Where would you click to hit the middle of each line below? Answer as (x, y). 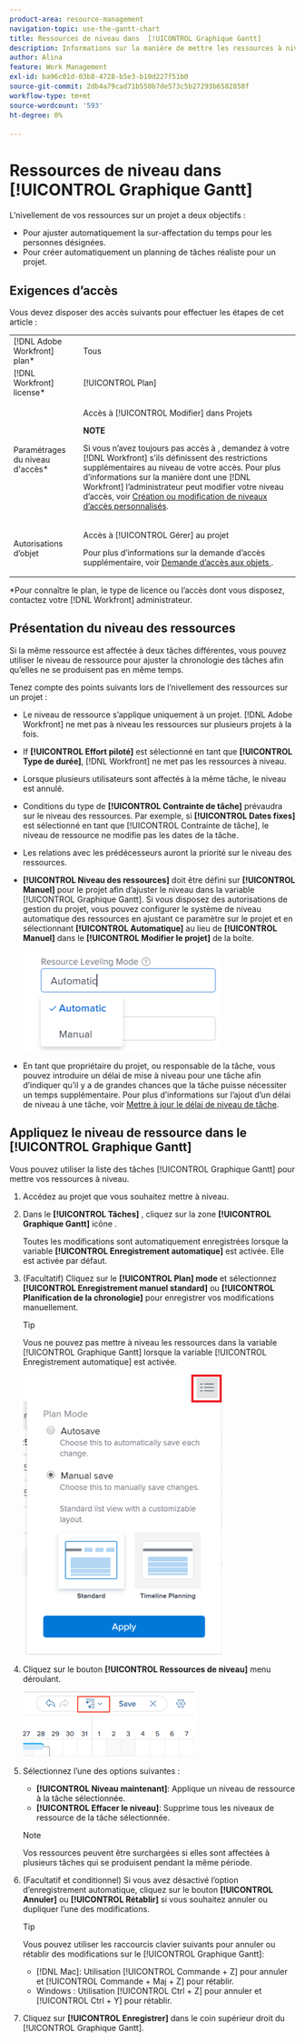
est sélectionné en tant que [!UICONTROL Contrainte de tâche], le (146, 825)
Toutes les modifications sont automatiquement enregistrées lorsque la (155, 1241)
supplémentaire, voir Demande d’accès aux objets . (178, 562)
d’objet (26, 553)
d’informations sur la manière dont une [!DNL (167, 477)
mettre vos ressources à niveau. (69, 1178)
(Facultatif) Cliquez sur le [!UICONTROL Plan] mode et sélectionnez (149, 1278)
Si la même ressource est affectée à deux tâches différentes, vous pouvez (148, 650)
